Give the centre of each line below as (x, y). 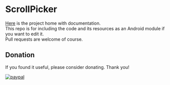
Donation (20, 55)
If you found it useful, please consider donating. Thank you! (68, 67)
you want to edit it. (25, 34)
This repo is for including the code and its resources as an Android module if (85, 28)
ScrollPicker (31, 9)
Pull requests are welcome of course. (44, 39)
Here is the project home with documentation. (53, 23)
